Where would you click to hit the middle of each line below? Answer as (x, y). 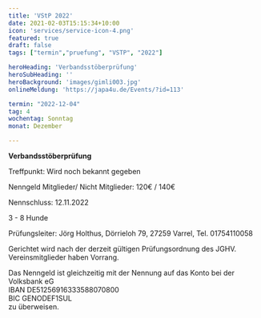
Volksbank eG (31, 281)
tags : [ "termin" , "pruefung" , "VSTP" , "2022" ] (85, 53)
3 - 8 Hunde (28, 218)
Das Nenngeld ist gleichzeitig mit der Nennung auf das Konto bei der (121, 273)
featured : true (34, 38)
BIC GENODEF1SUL (40, 298)
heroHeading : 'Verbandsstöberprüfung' (73, 68)
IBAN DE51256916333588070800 (64, 290)
